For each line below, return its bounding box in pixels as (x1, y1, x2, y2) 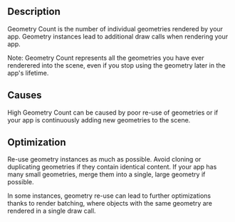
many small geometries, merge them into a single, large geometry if (7, 170, 206, 179)
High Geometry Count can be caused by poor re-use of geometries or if (7, 108, 219, 117)
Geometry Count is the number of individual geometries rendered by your (7, 24, 223, 33)
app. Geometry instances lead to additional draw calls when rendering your (7, 32, 229, 41)
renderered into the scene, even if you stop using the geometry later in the (7, 60, 226, 70)
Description (7, 6, 61, 18)
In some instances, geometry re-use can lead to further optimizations (7, 191, 211, 200)
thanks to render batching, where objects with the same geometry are (7, 199, 212, 208)
